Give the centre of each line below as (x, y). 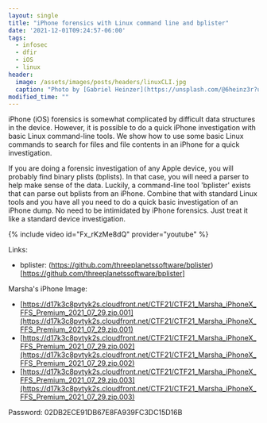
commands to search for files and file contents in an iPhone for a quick (124, 144)
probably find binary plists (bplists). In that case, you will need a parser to (128, 177)
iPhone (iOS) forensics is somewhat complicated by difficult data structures (132, 119)
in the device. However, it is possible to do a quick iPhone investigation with (132, 128)
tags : (17, 38)
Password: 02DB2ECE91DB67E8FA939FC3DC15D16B (95, 413)
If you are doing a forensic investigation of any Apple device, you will (121, 168)
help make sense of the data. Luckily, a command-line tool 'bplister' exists (130, 185)
